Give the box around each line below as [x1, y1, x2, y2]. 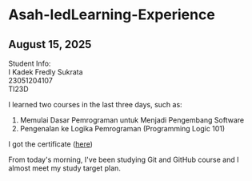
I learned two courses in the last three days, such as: [8, 100, 182, 109]
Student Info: [8, 58, 51, 68]
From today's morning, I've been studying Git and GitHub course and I [8, 155, 239, 164]
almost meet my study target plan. [8, 163, 122, 173]
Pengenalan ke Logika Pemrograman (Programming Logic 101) [19, 124, 226, 133]
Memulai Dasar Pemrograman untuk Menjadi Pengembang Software [19, 115, 245, 125]
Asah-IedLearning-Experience [8, 6, 216, 24]
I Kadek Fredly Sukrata [8, 67, 83, 77]
